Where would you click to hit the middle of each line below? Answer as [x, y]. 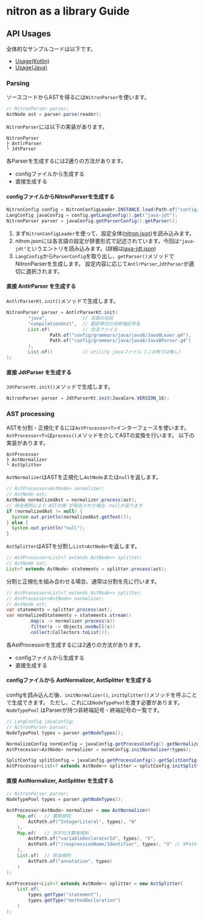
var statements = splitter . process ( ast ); [59, 610]
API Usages [29, 34]
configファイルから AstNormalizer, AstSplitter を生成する [79, 680]
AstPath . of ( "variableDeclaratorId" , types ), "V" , [92, 839]
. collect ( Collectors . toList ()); [69, 632]
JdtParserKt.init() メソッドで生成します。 [60, 387]
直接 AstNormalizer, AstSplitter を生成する [60, 780]
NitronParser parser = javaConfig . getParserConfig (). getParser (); [92, 221]
